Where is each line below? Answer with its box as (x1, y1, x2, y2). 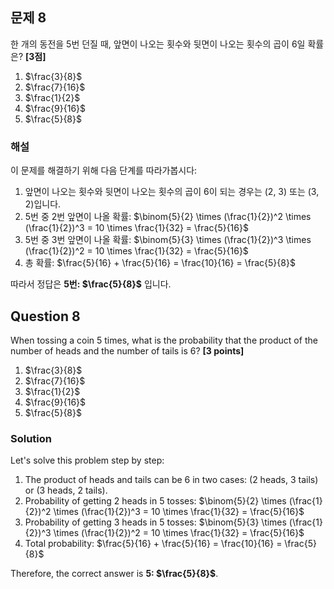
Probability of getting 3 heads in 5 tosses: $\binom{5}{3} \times (24, 516, 287, 528)
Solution (10, 431, 53, 445)
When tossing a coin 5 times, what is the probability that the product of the (10, 334, 318, 346)
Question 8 (10, 308, 81, 325)
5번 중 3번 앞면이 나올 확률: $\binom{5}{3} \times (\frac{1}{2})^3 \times (24, 234, 312, 246)
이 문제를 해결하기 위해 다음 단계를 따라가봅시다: (10, 164, 198, 177)
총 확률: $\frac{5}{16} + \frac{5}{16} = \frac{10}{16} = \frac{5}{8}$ (24, 257, 296, 269)
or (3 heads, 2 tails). (24, 484, 108, 497)
